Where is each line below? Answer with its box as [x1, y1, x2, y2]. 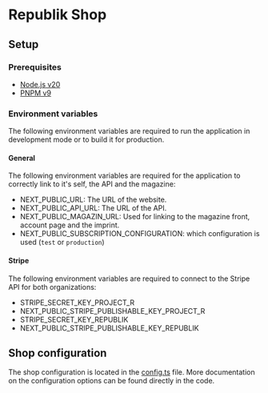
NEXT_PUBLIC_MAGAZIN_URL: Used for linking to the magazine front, [19, 212, 250, 222]
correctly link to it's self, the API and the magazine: [8, 179, 176, 189]
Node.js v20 [19, 79, 61, 89]
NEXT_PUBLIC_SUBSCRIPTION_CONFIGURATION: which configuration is [19, 229, 260, 239]
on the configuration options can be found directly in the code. [8, 376, 215, 386]
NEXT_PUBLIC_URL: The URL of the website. [19, 194, 167, 205]
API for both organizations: [8, 282, 97, 291]
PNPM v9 [19, 88, 52, 98]
